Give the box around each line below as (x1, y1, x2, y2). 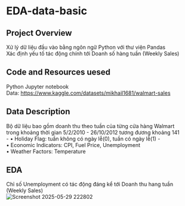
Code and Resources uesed (6, 67, 111, 77)
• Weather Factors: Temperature (6, 148, 86, 155)
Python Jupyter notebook (6, 83, 69, 90)
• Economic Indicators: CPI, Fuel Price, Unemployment (6, 141, 141, 148)
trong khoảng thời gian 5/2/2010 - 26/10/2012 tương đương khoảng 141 (6, 129, 180, 136)
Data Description (6, 107, 70, 117)
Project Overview (6, 28, 72, 38)
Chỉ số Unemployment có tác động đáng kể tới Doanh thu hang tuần (6, 180, 174, 188)
